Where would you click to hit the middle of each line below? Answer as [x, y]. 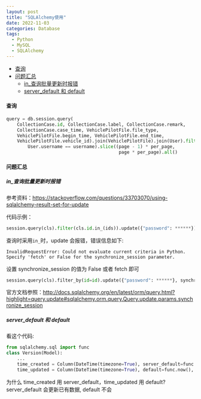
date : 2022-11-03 [28, 23]
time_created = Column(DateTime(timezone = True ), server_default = [100, 364]
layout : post [22, 12]
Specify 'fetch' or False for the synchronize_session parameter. [91, 257]
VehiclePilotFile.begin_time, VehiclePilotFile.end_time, [91, 135]
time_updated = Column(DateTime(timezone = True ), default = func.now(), [106, 370]
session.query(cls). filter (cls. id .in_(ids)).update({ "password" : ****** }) [101, 228]
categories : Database [33, 28]
